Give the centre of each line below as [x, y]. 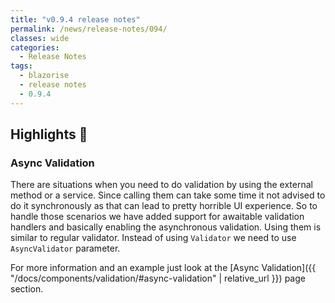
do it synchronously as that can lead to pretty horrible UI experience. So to [164, 206]
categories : [35, 47]
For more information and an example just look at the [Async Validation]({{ [163, 268]
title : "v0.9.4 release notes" [75, 19]
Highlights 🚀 [49, 134]
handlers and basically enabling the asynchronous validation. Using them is [166, 227]
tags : [21, 66]
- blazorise [44, 76]
